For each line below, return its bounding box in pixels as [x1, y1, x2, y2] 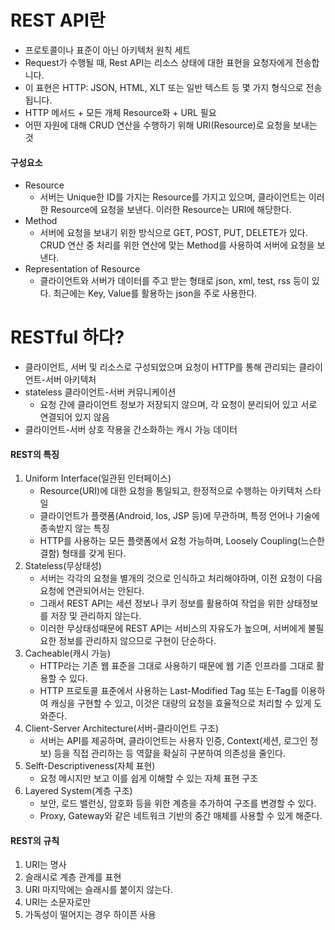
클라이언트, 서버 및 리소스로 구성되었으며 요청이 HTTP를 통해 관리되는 [24, 361, 297, 373]
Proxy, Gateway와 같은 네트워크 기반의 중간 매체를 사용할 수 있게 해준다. [39, 810, 323, 822]
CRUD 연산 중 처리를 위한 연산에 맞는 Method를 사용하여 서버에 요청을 [39, 239, 315, 251]
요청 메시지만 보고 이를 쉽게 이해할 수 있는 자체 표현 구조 [39, 772, 259, 785]
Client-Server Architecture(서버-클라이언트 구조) [24, 722, 220, 735]
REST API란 [10, 9, 106, 32]
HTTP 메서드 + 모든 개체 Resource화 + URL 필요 [24, 106, 217, 118]
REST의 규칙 [10, 834, 60, 846]
